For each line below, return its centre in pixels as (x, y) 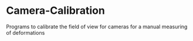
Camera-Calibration (56, 11)
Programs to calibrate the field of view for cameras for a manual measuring (97, 27)
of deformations (26, 32)
